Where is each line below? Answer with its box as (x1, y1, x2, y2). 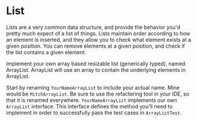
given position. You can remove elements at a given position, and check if (6, 42, 185, 50)
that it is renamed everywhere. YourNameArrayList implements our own (6, 96, 178, 104)
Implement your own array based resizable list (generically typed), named (6, 60, 186, 67)
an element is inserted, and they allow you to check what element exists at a (6, 36, 192, 43)
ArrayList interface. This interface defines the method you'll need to (6, 103, 173, 110)
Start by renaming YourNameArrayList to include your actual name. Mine (6, 84, 180, 91)
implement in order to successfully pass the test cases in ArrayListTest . (6, 109, 182, 116)
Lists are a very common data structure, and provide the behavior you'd (6, 24, 180, 31)
